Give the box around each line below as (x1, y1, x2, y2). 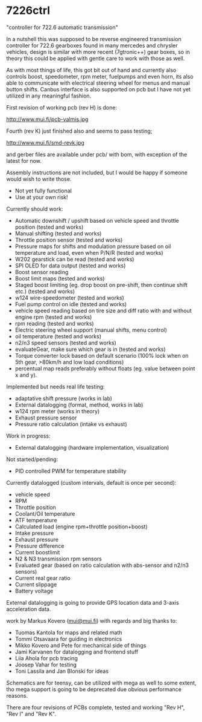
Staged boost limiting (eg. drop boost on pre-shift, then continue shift (14, 281, 188, 288)
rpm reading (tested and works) (14, 320, 95, 327)
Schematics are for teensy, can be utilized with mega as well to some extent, (6, 679, 197, 686)
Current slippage (14, 580, 57, 588)
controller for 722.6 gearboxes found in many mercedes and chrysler (6, 42, 178, 49)
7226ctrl (6, 4, 50, 18)
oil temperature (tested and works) (14, 332, 101, 340)
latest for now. (6, 157, 42, 164)
